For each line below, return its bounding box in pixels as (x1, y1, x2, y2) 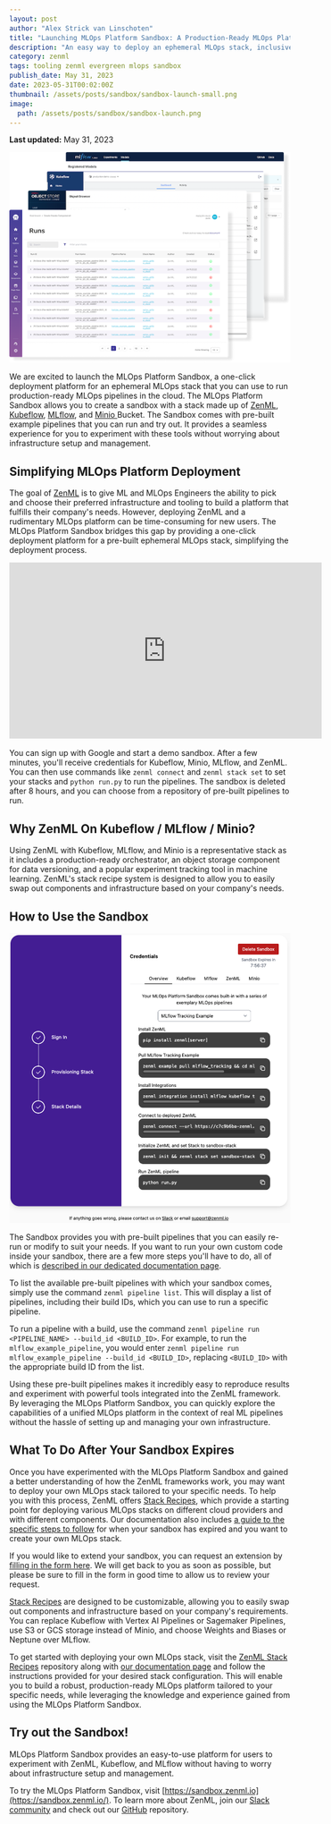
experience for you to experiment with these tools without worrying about (9, 428, 280, 439)
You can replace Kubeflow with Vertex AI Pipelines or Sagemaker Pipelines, (9, 1615, 286, 1625)
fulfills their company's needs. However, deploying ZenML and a (9, 506, 246, 518)
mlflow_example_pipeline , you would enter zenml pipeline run (9, 1343, 239, 1353)
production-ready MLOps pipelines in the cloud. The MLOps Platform (9, 390, 263, 402)
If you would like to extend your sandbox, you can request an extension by (9, 1550, 283, 1561)
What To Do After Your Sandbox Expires (9, 1443, 235, 1458)
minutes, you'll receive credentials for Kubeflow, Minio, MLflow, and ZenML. (9, 757, 288, 768)
